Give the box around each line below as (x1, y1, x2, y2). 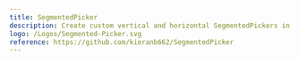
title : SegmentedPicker (9, 12, 98, 22)
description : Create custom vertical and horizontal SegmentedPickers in (9, 21, 291, 30)
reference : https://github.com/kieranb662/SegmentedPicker (9, 37, 235, 47)
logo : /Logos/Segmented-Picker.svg (9, 29, 142, 38)
